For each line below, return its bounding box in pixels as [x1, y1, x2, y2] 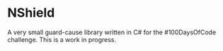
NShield [7, 5, 55, 21]
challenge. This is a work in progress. [7, 35, 117, 43]
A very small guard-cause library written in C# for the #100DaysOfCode [7, 28, 217, 36]
